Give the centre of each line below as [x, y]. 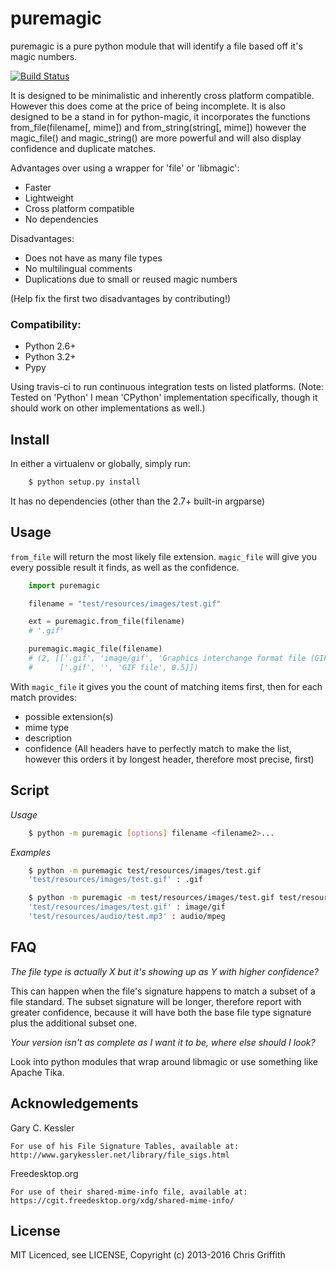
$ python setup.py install [84, 482]
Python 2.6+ [50, 346]
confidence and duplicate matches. [83, 148]
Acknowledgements [74, 1103]
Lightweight [49, 198]
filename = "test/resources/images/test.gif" [125, 603]
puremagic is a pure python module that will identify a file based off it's [156, 46]
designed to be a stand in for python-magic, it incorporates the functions [160, 116]
